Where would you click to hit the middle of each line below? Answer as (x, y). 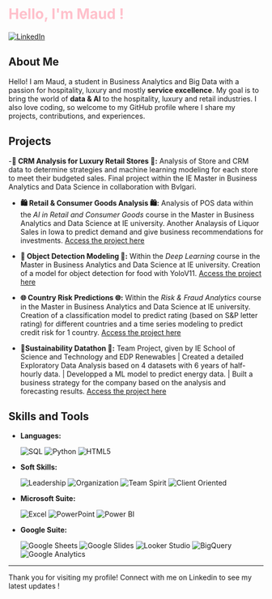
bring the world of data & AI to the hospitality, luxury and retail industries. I (132, 99)
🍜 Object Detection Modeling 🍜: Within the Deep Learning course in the (140, 256)
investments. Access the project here (82, 240)
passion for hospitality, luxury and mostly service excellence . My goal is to (134, 90)
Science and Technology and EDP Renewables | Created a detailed (132, 356)
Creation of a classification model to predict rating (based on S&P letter (139, 315)
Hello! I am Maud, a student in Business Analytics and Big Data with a (124, 81)
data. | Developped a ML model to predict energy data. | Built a (148, 374)
